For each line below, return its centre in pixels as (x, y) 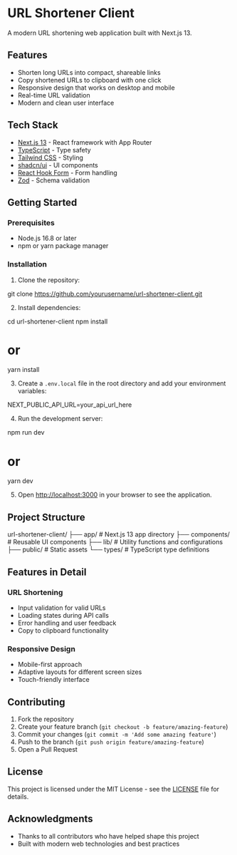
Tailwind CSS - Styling (51, 157)
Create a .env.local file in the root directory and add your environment (122, 383)
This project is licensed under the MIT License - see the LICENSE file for (113, 789)
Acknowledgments (51, 819)
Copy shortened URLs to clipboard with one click (89, 80)
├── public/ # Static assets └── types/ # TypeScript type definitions (109, 549)
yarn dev (20, 481)
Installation (27, 264)
